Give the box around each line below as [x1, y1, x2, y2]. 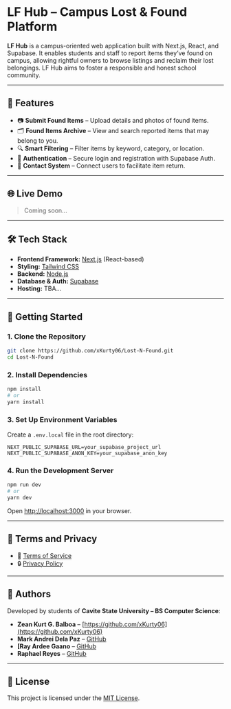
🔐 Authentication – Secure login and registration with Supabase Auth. [16, 154, 215, 162]
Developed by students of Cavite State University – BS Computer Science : [7, 606, 221, 615]
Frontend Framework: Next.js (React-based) [16, 255, 144, 263]
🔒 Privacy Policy [16, 559, 63, 568]
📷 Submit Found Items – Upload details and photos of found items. [16, 116, 209, 124]
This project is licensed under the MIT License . [7, 694, 140, 702]
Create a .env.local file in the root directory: [7, 430, 134, 439]
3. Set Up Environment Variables [7, 415, 118, 424]
